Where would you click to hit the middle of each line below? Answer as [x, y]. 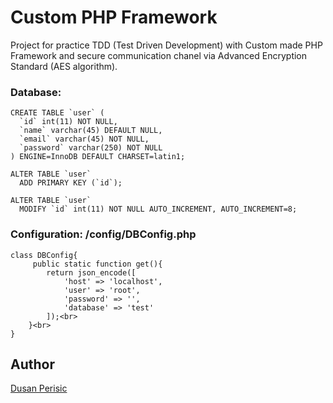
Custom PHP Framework [114, 17]
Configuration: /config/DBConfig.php [103, 234]
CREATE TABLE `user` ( [57, 113]
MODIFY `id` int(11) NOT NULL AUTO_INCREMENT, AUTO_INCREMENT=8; [158, 209]
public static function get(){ [97, 264]
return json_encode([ [91, 272]
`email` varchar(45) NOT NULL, [84, 139]
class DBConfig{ [44, 255]
